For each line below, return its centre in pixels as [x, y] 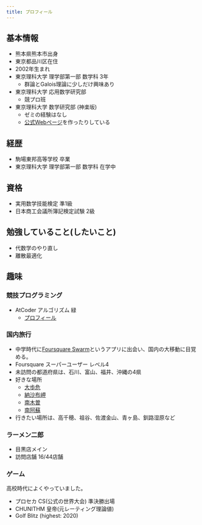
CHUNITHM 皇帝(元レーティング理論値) [64, 509]
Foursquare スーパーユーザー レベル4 [62, 364]
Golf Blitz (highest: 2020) [47, 516]
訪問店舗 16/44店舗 [39, 457]
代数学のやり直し [37, 248]
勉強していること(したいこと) [61, 232]
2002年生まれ [33, 69]
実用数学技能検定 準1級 [44, 204]
